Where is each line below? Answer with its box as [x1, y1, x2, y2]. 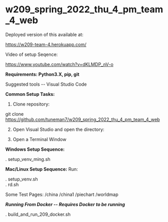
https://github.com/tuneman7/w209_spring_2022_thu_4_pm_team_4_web [5, 116, 160, 123]
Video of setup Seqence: [5, 51, 58, 57]
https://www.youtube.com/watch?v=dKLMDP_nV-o [5, 61, 114, 67]
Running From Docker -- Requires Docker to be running [5, 201, 125, 207]
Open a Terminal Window [12, 136, 67, 142]
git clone [5, 111, 24, 117]
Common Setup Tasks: [5, 91, 55, 97]
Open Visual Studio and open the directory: [12, 126, 104, 132]
